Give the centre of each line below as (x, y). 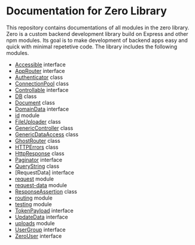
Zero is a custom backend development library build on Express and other (97, 33)
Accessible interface (40, 65)
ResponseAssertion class (46, 191)
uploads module (35, 223)
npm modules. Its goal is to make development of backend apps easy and (97, 40)
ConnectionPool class (42, 83)
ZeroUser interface (38, 236)
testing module (33, 204)
